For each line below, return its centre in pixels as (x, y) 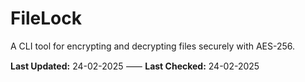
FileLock (46, 18)
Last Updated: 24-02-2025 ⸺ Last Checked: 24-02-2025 (135, 66)
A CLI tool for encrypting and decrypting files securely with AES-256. (153, 46)
